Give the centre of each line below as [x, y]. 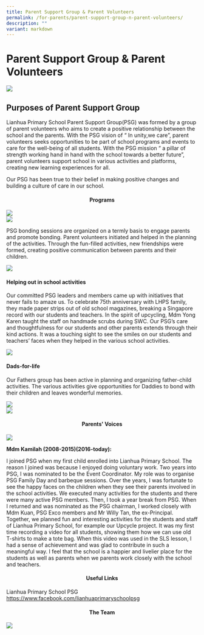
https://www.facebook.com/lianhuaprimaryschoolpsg [73, 598]
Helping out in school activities [46, 282]
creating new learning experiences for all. [58, 167]
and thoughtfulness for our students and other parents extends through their [102, 328]
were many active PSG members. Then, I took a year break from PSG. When [101, 499]
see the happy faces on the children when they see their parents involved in [101, 486]
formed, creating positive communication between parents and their [91, 250]
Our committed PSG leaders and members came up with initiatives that [95, 295]
